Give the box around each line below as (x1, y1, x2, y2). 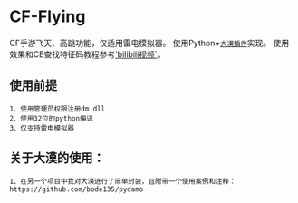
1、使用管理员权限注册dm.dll (9, 104, 106, 113)
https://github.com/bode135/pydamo (9, 184, 144, 194)
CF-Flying (9, 6, 86, 27)
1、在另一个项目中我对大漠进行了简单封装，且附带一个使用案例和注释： (9, 177, 236, 186)
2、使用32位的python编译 (9, 113, 93, 123)
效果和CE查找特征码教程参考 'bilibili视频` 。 (9, 48, 166, 60)
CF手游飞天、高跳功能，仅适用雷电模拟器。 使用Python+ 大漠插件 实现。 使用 (9, 37, 290, 48)
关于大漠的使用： (9, 150, 105, 166)
